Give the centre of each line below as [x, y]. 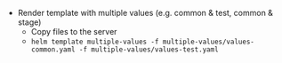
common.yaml [53, 50]
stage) [29, 22]
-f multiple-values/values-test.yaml [149, 50]
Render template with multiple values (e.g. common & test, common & [145, 13]
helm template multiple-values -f [95, 42]
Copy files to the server [74, 31]
